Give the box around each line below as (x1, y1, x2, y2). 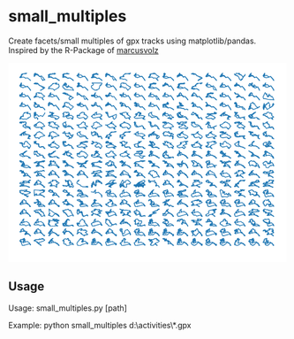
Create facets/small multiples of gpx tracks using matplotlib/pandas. (8, 35, 257, 46)
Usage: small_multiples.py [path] (8, 303, 127, 313)
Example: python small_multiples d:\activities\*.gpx (8, 320, 192, 330)
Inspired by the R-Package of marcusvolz (8, 44, 160, 55)
